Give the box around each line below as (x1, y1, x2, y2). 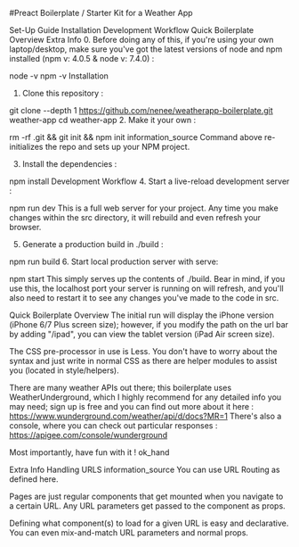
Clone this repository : (21, 88, 104, 98)
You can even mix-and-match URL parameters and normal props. (9, 527, 249, 538)
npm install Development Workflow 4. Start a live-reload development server (9, 176, 290, 186)
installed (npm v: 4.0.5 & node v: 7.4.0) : (9, 54, 155, 63)
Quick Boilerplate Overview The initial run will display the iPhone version (9, 310, 274, 320)
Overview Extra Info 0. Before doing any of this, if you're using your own (9, 35, 274, 45)
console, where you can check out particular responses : (9, 420, 218, 431)
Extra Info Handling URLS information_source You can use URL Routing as (9, 464, 280, 475)
